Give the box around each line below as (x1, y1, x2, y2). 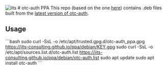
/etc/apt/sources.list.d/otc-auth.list (5, 49, 78, 55)
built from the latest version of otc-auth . (5, 10, 89, 16)
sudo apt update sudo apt (100, 54, 154, 60)
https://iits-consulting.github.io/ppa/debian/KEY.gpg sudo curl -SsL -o (5, 44, 153, 50)
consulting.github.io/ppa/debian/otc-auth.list (5, 54, 99, 60)
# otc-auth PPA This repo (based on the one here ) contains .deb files (17, 5, 162, 11)
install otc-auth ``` (5, 60, 43, 66)
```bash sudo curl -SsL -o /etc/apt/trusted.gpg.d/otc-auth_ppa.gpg (5, 38, 145, 44)
